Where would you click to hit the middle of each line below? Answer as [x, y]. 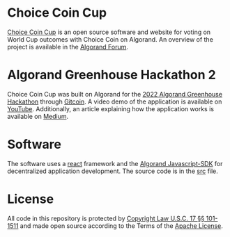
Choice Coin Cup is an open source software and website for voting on [109, 32]
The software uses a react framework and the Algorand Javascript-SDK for [115, 163]
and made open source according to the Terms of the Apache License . [121, 226]
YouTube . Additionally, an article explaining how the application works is [111, 108]
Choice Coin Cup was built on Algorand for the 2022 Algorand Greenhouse [115, 94]
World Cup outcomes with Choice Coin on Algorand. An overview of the [110, 39]
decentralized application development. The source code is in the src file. [113, 171]
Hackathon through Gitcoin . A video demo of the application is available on [115, 101]
